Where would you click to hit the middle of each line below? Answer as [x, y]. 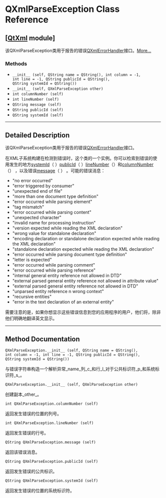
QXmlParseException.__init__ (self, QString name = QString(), [72, 350]
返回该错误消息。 [22, 452]
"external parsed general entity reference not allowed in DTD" [75, 286]
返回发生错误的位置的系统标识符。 [40, 491]
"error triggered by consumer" [43, 186]
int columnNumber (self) [38, 94]
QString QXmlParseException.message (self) [51, 442]
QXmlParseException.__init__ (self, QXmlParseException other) [72, 384]
